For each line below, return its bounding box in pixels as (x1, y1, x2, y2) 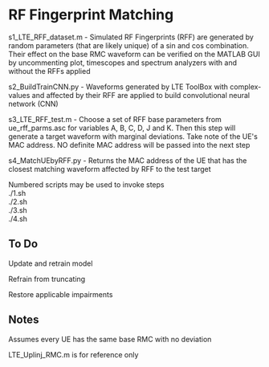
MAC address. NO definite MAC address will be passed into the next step (8, 140, 251, 149)
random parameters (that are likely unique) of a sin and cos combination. (8, 40, 249, 50)
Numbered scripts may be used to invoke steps (8, 179, 165, 190)
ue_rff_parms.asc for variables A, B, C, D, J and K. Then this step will (8, 123, 236, 133)
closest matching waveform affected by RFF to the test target (8, 164, 211, 173)
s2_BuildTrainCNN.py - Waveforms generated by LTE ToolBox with (8, 82, 229, 92)
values (8, 90, 31, 100)
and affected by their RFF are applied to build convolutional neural (31, 90, 251, 100)
